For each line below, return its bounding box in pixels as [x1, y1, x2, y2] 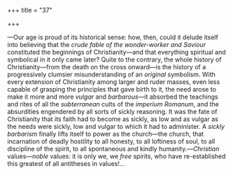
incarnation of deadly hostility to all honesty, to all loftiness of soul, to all [7, 137, 216, 146]
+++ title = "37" [7, 6, 52, 14]
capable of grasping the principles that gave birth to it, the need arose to [7, 85, 217, 93]
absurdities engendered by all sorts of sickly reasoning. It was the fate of [7, 108, 218, 115]
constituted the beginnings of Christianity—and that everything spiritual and [7, 48, 226, 56]
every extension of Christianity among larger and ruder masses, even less [7, 78, 220, 86]
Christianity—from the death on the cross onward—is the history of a [7, 63, 206, 71]
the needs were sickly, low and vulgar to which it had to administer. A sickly [7, 122, 225, 130]
